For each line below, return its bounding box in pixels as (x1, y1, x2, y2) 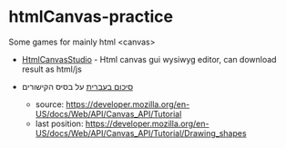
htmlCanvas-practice (8, 6, 174, 27)
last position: (35, 118, 84, 129)
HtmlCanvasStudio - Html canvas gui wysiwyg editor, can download (21, 54, 277, 64)
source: (35, 98, 65, 110)
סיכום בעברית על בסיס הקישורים (21, 81, 134, 92)
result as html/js (21, 64, 83, 74)
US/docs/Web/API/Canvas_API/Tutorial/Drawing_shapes (35, 127, 247, 138)
